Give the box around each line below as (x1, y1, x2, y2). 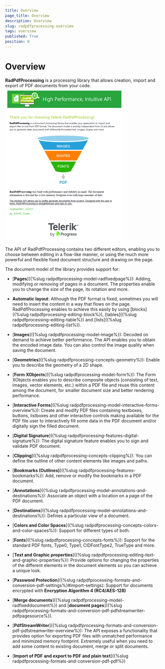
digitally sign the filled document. (12, 423, 80, 429)
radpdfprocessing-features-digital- (67, 432, 139, 438)
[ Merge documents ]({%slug (12, 597, 70, 603)
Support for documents (105, 582, 153, 588)
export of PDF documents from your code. (5, 82, 91, 88)
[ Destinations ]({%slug (12, 507, 59, 513)
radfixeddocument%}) (12, 602, 58, 608)
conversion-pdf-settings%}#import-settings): (12, 582, 105, 588)
